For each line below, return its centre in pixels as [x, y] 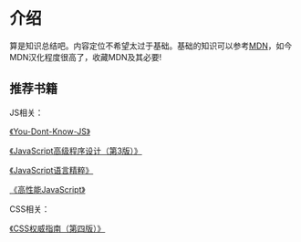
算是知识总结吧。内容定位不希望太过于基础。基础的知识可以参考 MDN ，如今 [151, 46]
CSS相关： [30, 209]
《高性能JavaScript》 [47, 189]
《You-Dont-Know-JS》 [50, 131]
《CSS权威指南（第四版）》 [57, 228]
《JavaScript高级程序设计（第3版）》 [76, 151]
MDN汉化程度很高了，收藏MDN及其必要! [86, 57]
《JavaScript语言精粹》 [52, 170]
